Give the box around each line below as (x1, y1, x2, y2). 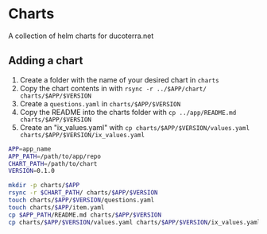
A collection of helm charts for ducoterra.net (8, 31, 154, 40)
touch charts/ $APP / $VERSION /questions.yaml (8, 196, 155, 204)
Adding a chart (8, 54, 83, 67)
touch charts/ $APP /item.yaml (8, 203, 105, 211)
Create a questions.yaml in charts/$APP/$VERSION (19, 98, 181, 108)
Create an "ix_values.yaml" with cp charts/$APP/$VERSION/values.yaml (19, 122, 250, 132)
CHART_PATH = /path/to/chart (8, 159, 98, 167)
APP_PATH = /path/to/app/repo (8, 152, 102, 160)
